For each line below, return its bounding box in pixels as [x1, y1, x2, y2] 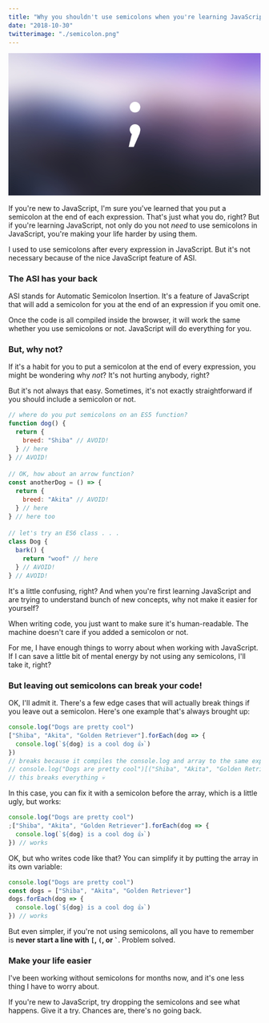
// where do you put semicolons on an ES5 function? [8, 411, 188, 419]
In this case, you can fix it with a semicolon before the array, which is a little [8, 788, 258, 798]
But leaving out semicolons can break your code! [8, 680, 203, 691]
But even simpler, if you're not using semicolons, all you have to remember [8, 927, 255, 936]
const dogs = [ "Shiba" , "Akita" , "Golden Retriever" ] [8, 887, 192, 895]
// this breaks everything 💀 [8, 774, 106, 782]
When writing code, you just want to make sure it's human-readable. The [8, 618, 249, 629]
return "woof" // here [22, 555, 98, 563]
